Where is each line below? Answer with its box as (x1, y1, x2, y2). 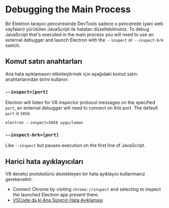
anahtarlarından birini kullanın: (5, 76, 69, 82)
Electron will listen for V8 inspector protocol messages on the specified (5, 99, 156, 106)
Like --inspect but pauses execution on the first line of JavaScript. (5, 142, 146, 149)
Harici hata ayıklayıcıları (5, 157, 83, 166)
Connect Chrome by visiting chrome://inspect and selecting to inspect (12, 186, 161, 193)
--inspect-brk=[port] (5, 132, 59, 138)
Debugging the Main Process (5, 4, 131, 15)
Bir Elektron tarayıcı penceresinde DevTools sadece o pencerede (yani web (5, 20, 163, 27)
